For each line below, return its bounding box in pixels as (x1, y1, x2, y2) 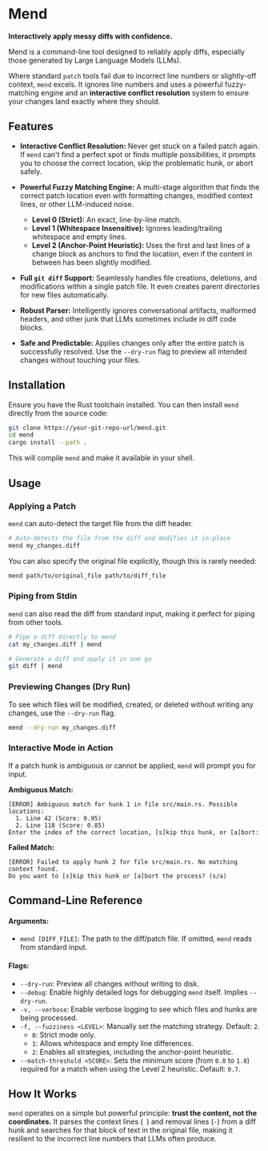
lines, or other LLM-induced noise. (19, 199, 134, 209)
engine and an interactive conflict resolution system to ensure (41, 87, 250, 97)
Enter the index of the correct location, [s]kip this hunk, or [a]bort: (8, 828, 260, 837)
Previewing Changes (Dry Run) (8, 681, 130, 692)
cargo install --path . (8, 439, 88, 447)
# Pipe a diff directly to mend (8, 633, 116, 641)
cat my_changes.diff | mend (8, 640, 102, 648)
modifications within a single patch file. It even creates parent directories (19, 282, 260, 291)
